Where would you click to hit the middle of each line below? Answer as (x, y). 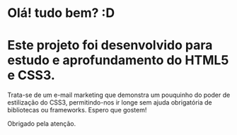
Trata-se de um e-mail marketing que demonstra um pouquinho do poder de (119, 95)
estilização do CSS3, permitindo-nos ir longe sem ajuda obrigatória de (110, 102)
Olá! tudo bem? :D (61, 13)
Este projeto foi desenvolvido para (110, 46)
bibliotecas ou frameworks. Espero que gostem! (77, 110)
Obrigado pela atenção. (42, 124)
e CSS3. (31, 75)
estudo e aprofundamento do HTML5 (118, 60)
